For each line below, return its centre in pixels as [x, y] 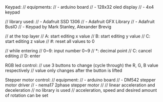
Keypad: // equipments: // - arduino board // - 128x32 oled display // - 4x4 [80, 7]
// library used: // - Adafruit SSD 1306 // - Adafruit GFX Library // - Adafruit [80, 22]
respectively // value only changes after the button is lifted [64, 70]
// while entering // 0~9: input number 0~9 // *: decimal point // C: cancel [79, 51]
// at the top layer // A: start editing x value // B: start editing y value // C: [78, 36]
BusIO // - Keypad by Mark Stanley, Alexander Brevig [58, 27]
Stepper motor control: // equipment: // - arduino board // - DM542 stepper [81, 80]
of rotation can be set [27, 95]
